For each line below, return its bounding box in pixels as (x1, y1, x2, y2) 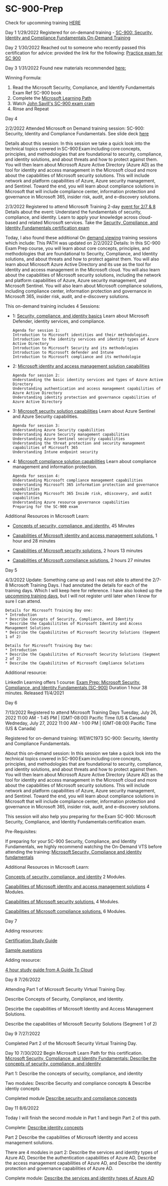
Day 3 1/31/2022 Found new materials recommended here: (5, 65, 126, 71)
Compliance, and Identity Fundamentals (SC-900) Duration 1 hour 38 (5, 684, 147, 690)
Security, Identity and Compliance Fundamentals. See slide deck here (5, 130, 149, 136)
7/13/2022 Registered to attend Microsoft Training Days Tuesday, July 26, (5, 709, 157, 715)
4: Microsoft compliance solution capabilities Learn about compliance (12, 458, 157, 464)
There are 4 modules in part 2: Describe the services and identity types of (5, 1149, 158, 1155)
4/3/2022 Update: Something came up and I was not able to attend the (5, 577, 151, 583)
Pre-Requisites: (5, 828, 37, 835)
